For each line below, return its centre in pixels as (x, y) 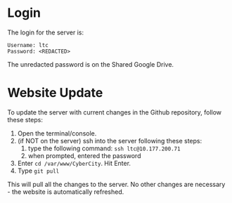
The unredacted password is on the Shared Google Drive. (91, 64)
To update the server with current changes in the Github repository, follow (115, 112)
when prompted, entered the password (84, 155)
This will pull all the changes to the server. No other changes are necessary (116, 184)
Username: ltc (28, 45)
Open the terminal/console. (57, 133)
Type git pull (38, 171)
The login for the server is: (46, 32)
